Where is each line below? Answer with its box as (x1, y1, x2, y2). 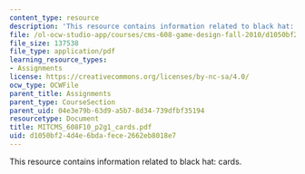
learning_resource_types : (9, 55, 107, 64)
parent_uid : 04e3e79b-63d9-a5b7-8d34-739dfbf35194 (9, 106, 205, 115)
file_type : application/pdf (9, 47, 116, 56)
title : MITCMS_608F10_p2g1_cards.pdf (9, 123, 152, 132)
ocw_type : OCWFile (9, 81, 79, 90)
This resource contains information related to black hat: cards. (9, 156, 242, 167)
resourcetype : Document (9, 114, 100, 123)
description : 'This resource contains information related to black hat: (9, 22, 295, 31)
